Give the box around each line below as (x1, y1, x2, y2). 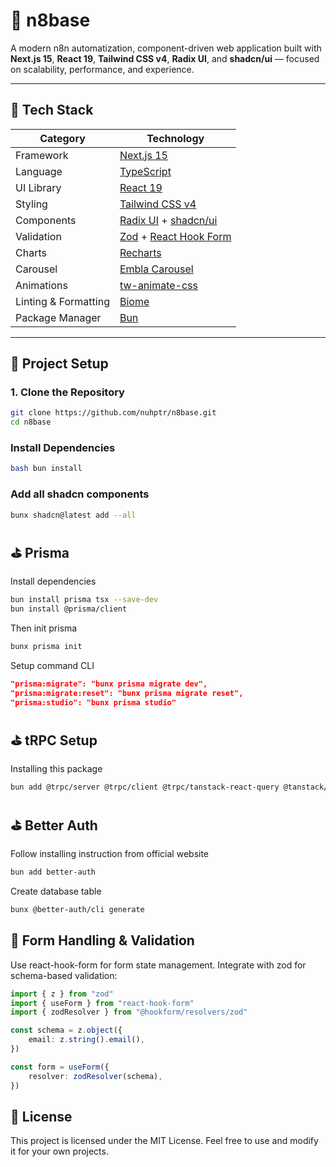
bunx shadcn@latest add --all (10, 510, 137, 520)
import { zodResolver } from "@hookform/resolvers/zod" (10, 1007, 248, 1018)
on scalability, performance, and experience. (10, 63, 195, 75)
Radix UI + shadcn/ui (119, 213, 218, 227)
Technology (146, 131, 205, 145)
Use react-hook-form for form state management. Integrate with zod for (10, 959, 307, 971)
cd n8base (10, 417, 52, 428)
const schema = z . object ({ (10, 1025, 123, 1036)
